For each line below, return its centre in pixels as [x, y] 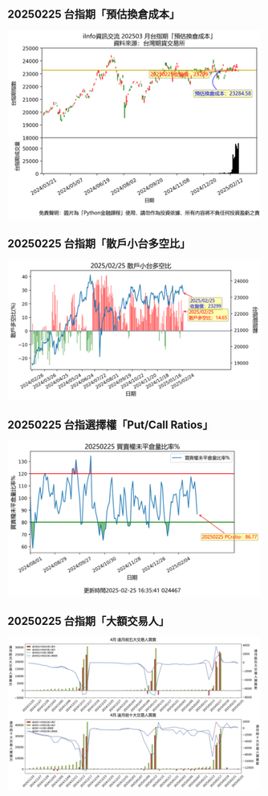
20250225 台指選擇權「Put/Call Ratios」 [110, 425]
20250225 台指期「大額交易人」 [89, 621]
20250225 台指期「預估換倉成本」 [94, 14]
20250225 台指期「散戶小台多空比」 [99, 244]
